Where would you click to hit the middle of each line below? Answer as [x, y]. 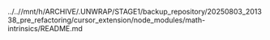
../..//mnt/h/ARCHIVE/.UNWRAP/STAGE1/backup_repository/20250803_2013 [135, 12]
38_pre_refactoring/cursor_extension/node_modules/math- [107, 20]
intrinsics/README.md [45, 28]
